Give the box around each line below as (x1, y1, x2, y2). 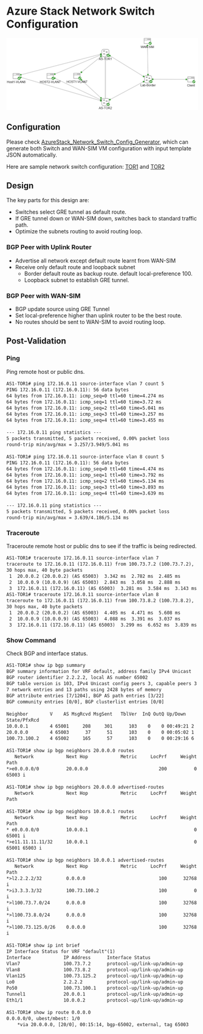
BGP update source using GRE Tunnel (15, 305, 110, 312)
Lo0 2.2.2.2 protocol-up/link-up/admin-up (6, 979, 184, 985)
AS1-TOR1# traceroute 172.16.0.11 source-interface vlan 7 (6, 555, 159, 561)
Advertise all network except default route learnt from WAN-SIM (15, 257, 176, 264)
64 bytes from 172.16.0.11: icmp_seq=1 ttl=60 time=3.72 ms (6, 399, 162, 405)
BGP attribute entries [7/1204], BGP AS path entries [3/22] (6, 693, 165, 699)
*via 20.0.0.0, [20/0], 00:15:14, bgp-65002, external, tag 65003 (17, 1022, 189, 1028)
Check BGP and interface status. (6, 650, 88, 657)
